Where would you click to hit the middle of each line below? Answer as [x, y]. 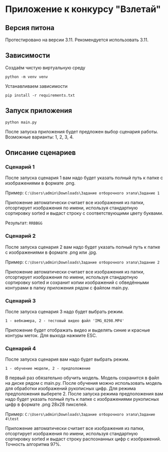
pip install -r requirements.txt [40, 95]
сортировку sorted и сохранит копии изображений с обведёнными [77, 282]
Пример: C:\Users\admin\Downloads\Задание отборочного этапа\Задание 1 [82, 193]
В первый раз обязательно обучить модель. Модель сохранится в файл [82, 378]
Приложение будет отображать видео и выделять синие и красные [78, 330]
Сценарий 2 [21, 236]
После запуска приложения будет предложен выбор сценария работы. [82, 131]
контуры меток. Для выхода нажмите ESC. [51, 335]
